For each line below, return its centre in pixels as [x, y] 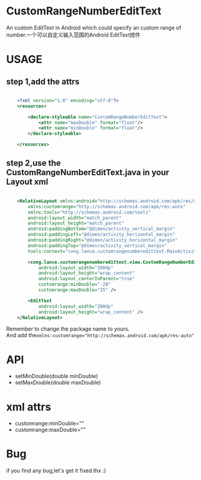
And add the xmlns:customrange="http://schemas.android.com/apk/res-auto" [100, 335]
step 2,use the [33, 163]
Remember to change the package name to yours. [68, 329]
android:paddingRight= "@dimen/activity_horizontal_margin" [103, 240]
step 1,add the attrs [43, 81]
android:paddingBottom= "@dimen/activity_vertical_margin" [101, 229]
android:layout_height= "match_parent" [76, 223]
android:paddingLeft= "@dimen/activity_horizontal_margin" [101, 235]
